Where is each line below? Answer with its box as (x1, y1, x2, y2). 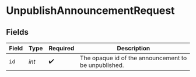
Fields (6, 27, 29, 37)
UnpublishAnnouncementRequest (6, 4, 175, 17)
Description (117, 45, 150, 52)
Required (48, 45, 75, 52)
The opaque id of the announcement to (79, 54, 187, 62)
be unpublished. (79, 61, 124, 69)
